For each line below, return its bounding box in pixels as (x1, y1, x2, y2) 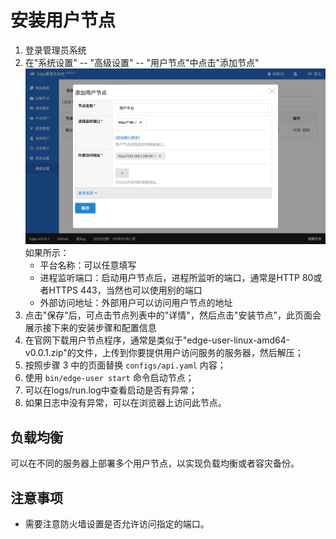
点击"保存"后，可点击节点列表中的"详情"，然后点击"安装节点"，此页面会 (24, 309, 322, 321)
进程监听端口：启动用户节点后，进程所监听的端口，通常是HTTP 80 (39, 272, 314, 284)
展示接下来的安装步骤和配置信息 (24, 322, 157, 334)
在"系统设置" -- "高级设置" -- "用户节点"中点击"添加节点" (24, 56, 260, 68)
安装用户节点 (10, 9, 117, 32)
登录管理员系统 (24, 44, 87, 56)
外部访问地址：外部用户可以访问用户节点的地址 (39, 297, 233, 309)
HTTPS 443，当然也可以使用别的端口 (48, 284, 203, 296)
